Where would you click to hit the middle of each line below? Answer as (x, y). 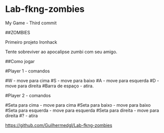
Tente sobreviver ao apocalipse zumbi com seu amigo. (61, 52)
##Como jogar (20, 61)
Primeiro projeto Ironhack (31, 42)
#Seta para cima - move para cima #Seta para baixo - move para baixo (78, 105)
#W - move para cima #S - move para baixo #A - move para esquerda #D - (82, 80)
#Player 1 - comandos (27, 71)
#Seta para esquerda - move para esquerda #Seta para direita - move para (82, 110)
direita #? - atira (22, 116)
